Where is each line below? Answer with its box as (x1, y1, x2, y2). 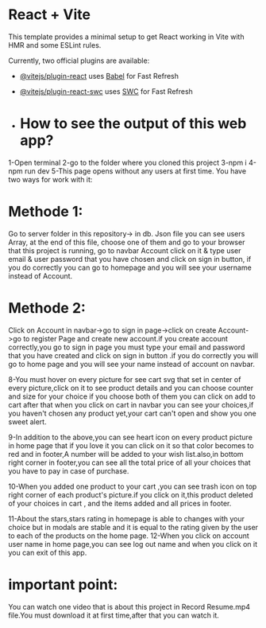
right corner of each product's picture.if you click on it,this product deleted (8, 490, 253, 499)
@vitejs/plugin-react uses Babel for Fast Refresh (19, 71, 179, 80)
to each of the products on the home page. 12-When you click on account (8, 531, 250, 540)
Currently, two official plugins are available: (8, 56, 150, 65)
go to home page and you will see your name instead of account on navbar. (8, 359, 256, 369)
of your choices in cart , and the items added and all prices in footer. (8, 498, 232, 508)
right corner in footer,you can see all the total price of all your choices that (8, 458, 252, 467)
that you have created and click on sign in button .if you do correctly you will (8, 350, 259, 360)
